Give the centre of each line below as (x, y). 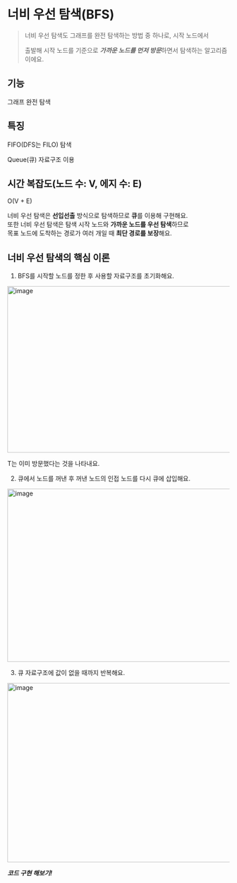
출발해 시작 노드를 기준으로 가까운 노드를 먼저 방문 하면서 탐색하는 (114, 50)
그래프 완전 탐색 (29, 101)
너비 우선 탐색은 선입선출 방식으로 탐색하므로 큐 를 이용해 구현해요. (98, 216)
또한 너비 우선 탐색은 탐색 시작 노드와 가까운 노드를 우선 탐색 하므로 (98, 224)
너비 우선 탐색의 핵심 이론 (59, 258)
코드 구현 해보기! (30, 873)
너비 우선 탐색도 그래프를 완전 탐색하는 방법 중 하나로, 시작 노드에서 (117, 35)
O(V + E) (20, 201)
